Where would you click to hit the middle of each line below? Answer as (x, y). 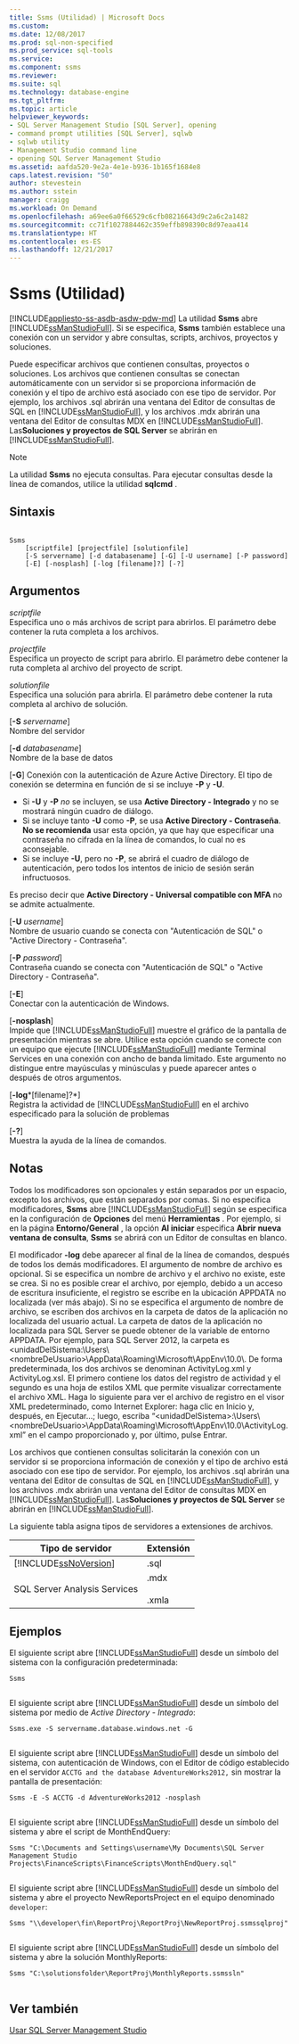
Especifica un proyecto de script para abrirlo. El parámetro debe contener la (149, 658)
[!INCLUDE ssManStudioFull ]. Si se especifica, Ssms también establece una (147, 328)
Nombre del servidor (47, 730)
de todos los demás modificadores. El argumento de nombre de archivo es (146, 1264)
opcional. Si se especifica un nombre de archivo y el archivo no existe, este (147, 1273)
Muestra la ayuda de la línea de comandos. (88, 1140)
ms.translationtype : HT (53, 233)
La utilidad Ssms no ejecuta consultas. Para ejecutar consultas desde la (141, 474)
